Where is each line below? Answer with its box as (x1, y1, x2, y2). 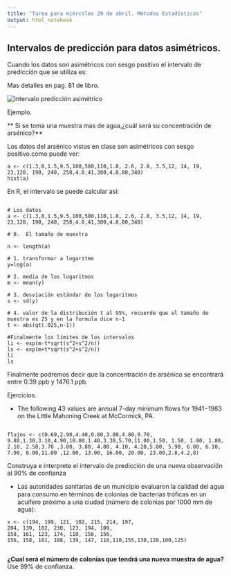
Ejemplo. (7, 108, 33, 116)
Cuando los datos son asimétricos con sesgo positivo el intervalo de (7, 60, 202, 69)
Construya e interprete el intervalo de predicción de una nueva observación (7, 462, 223, 470)
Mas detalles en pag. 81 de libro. (7, 81, 100, 90)
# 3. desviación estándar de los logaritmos (7, 291, 138, 298)
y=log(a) (7, 261, 33, 269)
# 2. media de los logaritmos (7, 273, 95, 280)
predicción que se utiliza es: (7, 68, 88, 76)
